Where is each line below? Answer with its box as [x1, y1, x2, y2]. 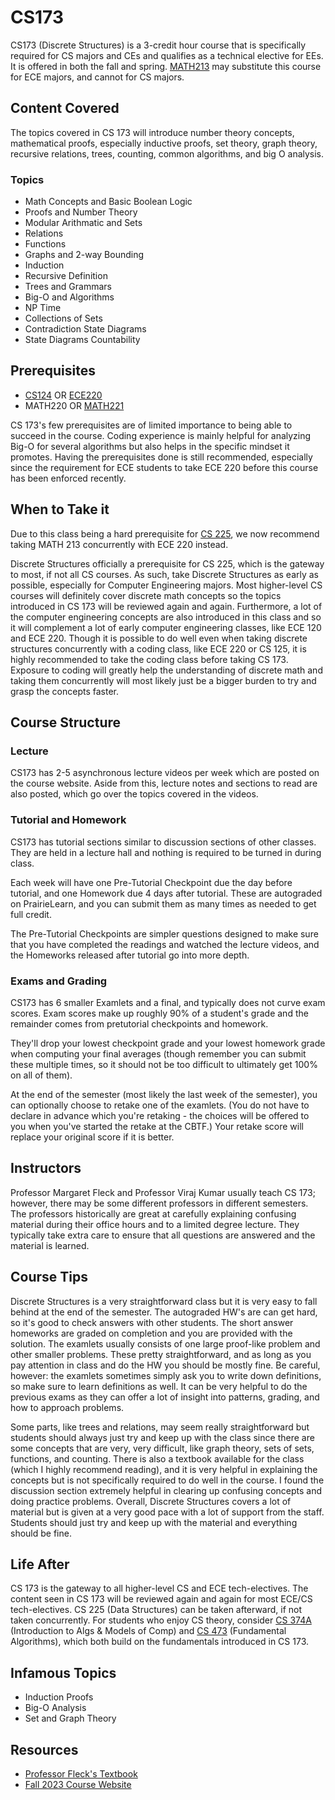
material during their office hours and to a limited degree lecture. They [10, 1218, 300, 1230]
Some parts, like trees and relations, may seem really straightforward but [10, 1421, 310, 1433]
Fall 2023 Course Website [24, 1779, 132, 1791]
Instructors [10, 1160, 82, 1177]
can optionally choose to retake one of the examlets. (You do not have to [10, 1099, 310, 1111]
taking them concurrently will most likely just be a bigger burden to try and [10, 674, 317, 686]
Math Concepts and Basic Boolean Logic [24, 196, 193, 208]
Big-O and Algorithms [24, 291, 115, 303]
